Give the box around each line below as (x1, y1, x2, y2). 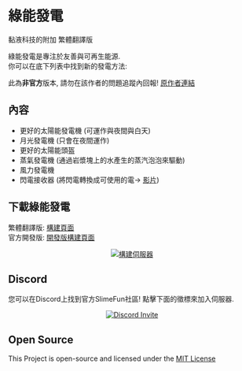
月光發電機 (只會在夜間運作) (19, 135, 110, 145)
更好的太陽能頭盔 (19, 145, 75, 154)
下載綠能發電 (8, 200, 71, 213)
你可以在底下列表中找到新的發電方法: (8, 61, 128, 71)
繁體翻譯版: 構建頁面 (8, 222, 75, 232)
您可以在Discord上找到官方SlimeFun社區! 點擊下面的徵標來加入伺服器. (8, 295, 234, 304)
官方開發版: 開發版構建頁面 (8, 232, 95, 242)
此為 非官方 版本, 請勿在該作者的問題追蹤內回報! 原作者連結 (8, 78, 195, 87)
